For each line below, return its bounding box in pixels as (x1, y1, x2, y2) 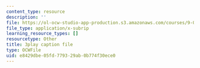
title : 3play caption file (6, 42, 73, 48)
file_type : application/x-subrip (6, 25, 89, 31)
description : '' (6, 14, 46, 20)
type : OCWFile (6, 47, 42, 53)
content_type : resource (6, 8, 65, 15)
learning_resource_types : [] (6, 31, 79, 37)
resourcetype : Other (6, 36, 58, 42)
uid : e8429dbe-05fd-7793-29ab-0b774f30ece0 (6, 53, 116, 59)
